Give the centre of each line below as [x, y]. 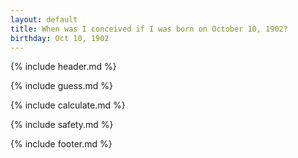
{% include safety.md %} [62, 125]
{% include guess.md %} [61, 86]
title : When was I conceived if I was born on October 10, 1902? [149, 29]
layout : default [44, 19]
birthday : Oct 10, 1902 [60, 38]
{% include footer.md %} [61, 144]
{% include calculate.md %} [68, 105]
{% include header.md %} [63, 67]
